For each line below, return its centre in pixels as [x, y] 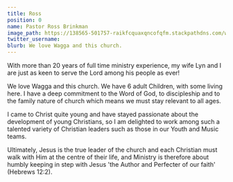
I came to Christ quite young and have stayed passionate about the [103, 114]
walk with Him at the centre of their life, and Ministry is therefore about [108, 157]
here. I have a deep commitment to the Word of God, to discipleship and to [114, 93]
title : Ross [24, 13]
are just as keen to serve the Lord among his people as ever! [94, 73]
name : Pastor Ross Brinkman [48, 26]
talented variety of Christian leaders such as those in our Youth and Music [113, 129]
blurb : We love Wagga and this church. [65, 46]
